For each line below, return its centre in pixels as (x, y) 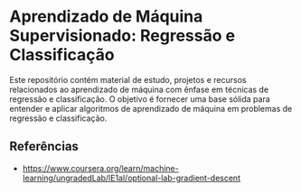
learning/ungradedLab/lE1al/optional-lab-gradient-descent (132, 178)
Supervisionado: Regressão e (122, 36)
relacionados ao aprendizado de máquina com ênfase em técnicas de (139, 89)
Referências (44, 146)
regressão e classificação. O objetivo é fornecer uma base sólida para (140, 99)
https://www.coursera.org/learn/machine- (100, 168)
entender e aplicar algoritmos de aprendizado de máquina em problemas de (151, 108)
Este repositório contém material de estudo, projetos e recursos (128, 79)
